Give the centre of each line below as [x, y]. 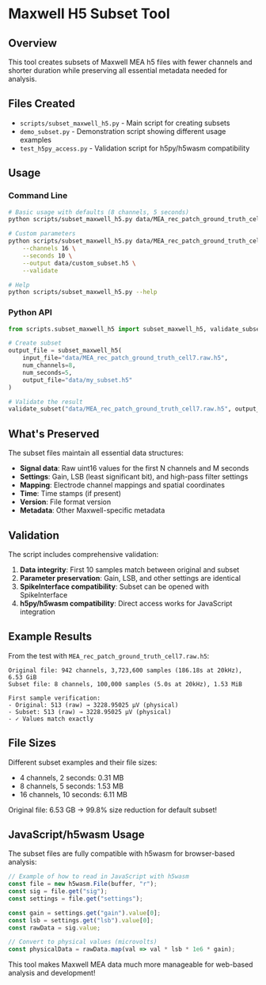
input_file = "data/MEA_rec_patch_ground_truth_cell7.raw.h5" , [125, 358]
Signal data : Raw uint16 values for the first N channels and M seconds [134, 468]
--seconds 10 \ [47, 256]
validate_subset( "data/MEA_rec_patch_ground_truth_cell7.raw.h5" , [120, 409]
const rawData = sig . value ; [55, 928]
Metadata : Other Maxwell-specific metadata [92, 510]
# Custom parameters [42, 234]
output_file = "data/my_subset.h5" [78, 380]
